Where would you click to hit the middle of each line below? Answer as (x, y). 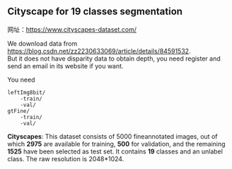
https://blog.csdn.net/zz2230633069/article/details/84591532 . (99, 51)
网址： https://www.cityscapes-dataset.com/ (72, 29)
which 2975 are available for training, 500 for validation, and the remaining (116, 144)
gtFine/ (19, 111)
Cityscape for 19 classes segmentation (95, 12)
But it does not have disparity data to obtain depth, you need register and (114, 58)
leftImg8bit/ (27, 92)
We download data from (42, 43)
